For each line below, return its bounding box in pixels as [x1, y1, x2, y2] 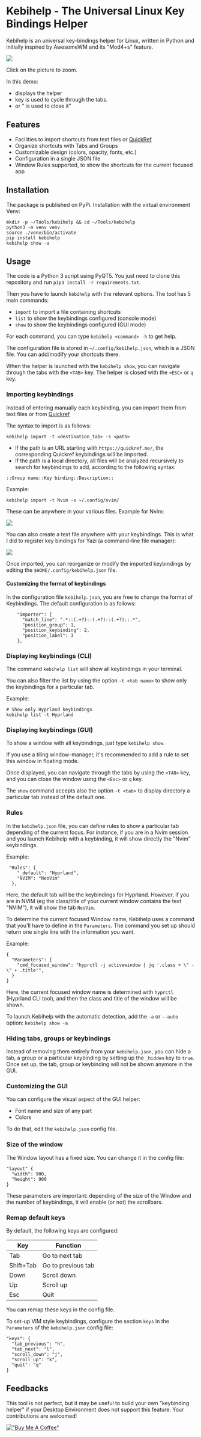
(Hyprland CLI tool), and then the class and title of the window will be [6, 994, 177, 1002]
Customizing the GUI [6, 1082, 68, 1090]
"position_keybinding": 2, [22, 627, 90, 633]
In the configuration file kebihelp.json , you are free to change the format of [6, 593, 193, 601]
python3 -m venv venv [6, 224, 61, 230]
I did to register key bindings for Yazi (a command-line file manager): [6, 537, 176, 544]
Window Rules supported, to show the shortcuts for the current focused [14, 161, 193, 168]
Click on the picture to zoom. [6, 66, 78, 73]
